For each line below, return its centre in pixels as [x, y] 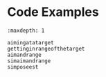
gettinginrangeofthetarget [46, 49]
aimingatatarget [30, 42]
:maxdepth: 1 [26, 31]
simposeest [23, 67]
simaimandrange [29, 61]
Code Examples [53, 12]
